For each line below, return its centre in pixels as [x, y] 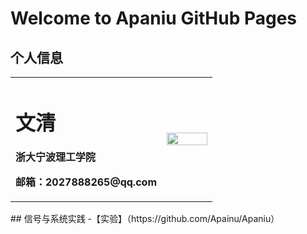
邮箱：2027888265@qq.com [86, 182]
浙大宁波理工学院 [56, 157]
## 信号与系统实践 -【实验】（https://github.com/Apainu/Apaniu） [145, 219]
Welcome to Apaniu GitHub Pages [154, 18]
